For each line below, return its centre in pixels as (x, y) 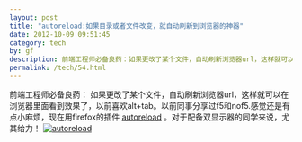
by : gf (22, 51)
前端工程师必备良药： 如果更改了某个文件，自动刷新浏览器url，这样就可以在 (149, 94)
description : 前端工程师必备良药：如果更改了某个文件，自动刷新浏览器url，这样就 (145, 59)
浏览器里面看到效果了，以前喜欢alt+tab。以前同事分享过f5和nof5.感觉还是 (146, 105)
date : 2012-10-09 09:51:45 (60, 34)
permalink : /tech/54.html (58, 68)
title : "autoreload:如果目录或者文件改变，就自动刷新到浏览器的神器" (127, 26)
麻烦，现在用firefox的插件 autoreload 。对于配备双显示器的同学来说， (153, 117)
